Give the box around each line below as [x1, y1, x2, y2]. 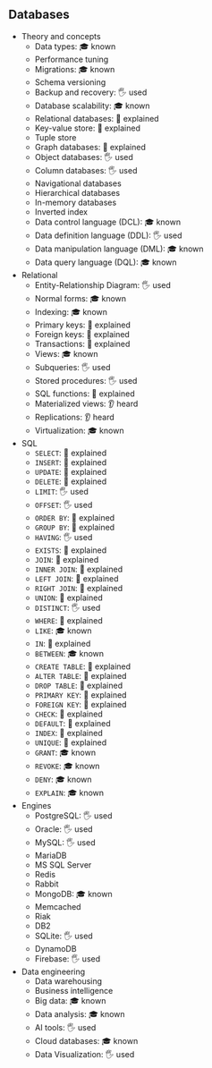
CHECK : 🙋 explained [34, 708, 104, 719]
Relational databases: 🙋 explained [34, 113, 159, 123]
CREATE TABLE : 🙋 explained [34, 661, 131, 672]
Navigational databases [34, 178, 122, 189]
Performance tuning [34, 54, 109, 64]
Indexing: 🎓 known [34, 306, 108, 317]
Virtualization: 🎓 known [34, 425, 124, 436]
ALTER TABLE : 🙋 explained [34, 670, 127, 681]
